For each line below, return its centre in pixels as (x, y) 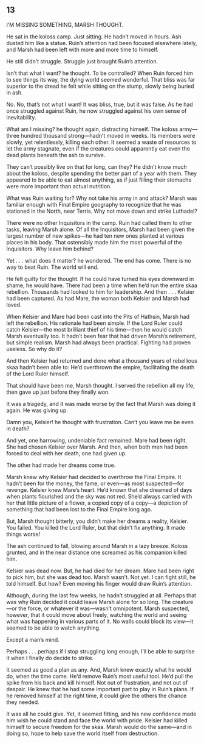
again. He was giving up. (37, 410)
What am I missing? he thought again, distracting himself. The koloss (92, 129)
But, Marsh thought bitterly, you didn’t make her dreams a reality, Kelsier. (97, 521)
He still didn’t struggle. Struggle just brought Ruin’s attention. (82, 61)
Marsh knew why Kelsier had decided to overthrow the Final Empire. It (94, 477)
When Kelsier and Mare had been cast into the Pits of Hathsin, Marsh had (98, 316)
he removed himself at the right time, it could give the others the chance (97, 695)
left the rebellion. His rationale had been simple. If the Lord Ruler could (94, 323)
